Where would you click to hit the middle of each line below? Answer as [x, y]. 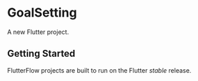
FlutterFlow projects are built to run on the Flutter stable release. [99, 70]
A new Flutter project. [38, 32]
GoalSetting [42, 13]
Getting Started [41, 54]
